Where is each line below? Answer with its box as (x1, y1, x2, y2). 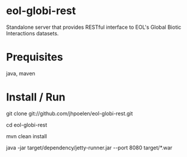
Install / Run (6, 91, 66, 104)
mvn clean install (6, 132, 47, 139)
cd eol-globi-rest (6, 121, 47, 128)
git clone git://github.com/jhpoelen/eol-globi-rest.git (6, 110, 133, 117)
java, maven (6, 69, 35, 77)
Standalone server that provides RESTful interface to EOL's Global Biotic (6, 24, 182, 31)
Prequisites (6, 51, 63, 64)
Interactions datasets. (6, 29, 59, 36)
